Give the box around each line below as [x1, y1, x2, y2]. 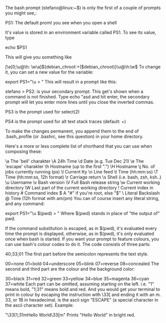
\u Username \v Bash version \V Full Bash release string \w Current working [5, 179, 161, 185]
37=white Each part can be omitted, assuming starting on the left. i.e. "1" [5, 281, 155, 287]
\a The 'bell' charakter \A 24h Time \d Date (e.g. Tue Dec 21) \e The [5, 158, 144, 164]
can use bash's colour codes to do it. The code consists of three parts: [5, 241, 151, 247]
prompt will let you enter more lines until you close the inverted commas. [5, 99, 155, 105]
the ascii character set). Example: [5, 302, 74, 308]
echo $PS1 [5, 44, 27, 50]
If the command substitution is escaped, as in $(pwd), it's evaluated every [5, 225, 157, 231]
